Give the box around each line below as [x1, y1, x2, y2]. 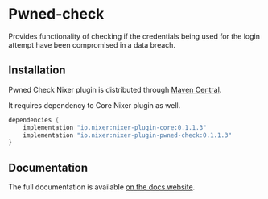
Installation [8, 64, 66, 77]
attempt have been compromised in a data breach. [8, 39, 175, 49]
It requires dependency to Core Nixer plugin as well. [8, 100, 181, 110]
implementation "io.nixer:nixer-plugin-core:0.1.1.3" [23, 123, 207, 131]
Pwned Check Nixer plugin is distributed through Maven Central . [8, 85, 222, 94]
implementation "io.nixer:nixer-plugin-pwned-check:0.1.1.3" [23, 131, 232, 139]
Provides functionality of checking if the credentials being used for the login [8, 31, 260, 41]
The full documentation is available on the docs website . [8, 182, 196, 192]
